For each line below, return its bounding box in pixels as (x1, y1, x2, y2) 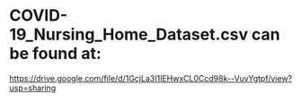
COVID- (9, 5, 68, 26)
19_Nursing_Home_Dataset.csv (9, 24, 249, 45)
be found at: (9, 44, 102, 64)
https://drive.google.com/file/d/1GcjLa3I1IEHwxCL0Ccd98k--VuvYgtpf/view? (9, 72, 293, 83)
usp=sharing (9, 82, 57, 93)
